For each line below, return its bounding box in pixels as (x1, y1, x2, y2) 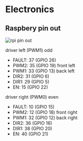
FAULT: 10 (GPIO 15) (12, 104, 55, 110)
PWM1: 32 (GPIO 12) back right (12, 115, 78, 121)
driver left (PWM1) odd (5, 47, 52, 53)
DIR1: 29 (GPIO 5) (12, 79, 49, 84)
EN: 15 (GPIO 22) (12, 84, 48, 90)
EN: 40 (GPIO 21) (12, 131, 48, 137)
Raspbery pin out (5, 24, 61, 33)
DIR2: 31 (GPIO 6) (12, 73, 50, 79)
